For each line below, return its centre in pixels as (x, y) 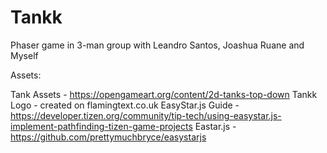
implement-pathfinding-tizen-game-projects (101, 126)
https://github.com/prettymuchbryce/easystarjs (108, 137)
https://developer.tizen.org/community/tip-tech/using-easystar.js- (146, 115)
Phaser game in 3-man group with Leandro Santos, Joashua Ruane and (157, 45)
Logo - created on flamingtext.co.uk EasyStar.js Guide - (125, 105)
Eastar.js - (215, 126)
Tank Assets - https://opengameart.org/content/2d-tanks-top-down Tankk (164, 94)
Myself (24, 55)
